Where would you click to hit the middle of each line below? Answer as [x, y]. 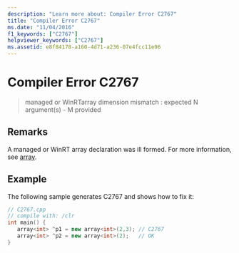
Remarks [28, 132]
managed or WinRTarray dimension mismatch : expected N [111, 102]
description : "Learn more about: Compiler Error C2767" [92, 14]
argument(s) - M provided [63, 109]
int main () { [27, 223]
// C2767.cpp [27, 210]
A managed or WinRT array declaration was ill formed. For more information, [119, 149]
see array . [22, 157]
